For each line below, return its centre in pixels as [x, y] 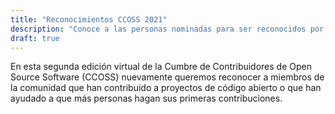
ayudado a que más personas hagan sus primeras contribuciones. [146, 98]
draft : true [35, 38]
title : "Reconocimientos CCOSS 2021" [89, 19]
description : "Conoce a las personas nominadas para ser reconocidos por [167, 29]
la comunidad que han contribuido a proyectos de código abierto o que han [166, 88]
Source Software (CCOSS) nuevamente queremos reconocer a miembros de [167, 77]
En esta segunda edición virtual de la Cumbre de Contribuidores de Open [161, 67]
